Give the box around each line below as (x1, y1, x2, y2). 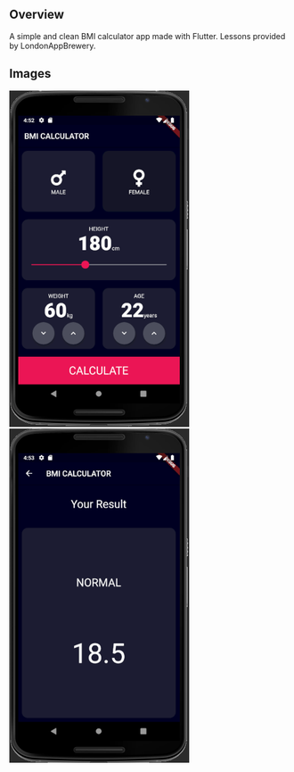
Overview (9, 7, 65, 22)
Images (9, 66, 52, 81)
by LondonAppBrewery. (9, 40, 96, 51)
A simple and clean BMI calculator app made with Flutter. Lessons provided (9, 30, 286, 41)
